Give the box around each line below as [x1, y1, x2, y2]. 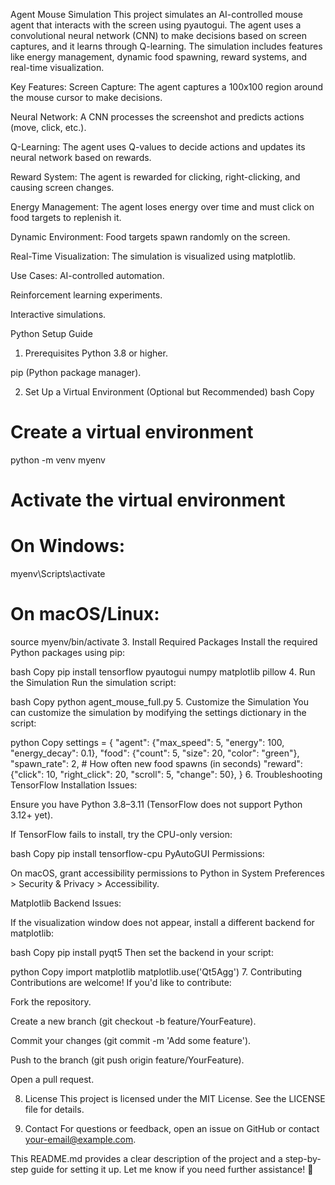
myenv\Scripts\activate [10, 568, 106, 580]
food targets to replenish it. [10, 212, 122, 223]
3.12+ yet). [10, 809, 54, 821]
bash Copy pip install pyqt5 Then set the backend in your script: [10, 947, 274, 958]
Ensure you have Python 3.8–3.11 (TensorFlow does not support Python [10, 799, 303, 810]
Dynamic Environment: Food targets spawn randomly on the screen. [10, 231, 291, 243]
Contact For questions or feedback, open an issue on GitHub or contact [24, 1123, 320, 1134]
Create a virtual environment [10, 421, 254, 444]
